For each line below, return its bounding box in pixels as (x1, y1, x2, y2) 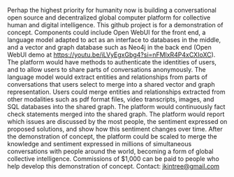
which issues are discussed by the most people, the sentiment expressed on (7, 118, 228, 125)
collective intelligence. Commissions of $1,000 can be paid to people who (7, 155, 220, 163)
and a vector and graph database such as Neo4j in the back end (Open (7, 43, 212, 51)
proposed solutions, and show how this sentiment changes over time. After (7, 125, 223, 133)
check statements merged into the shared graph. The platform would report (7, 110, 225, 118)
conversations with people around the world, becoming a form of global (7, 147, 214, 155)
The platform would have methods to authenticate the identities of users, (7, 58, 217, 66)
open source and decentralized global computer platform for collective (7, 13, 211, 22)
